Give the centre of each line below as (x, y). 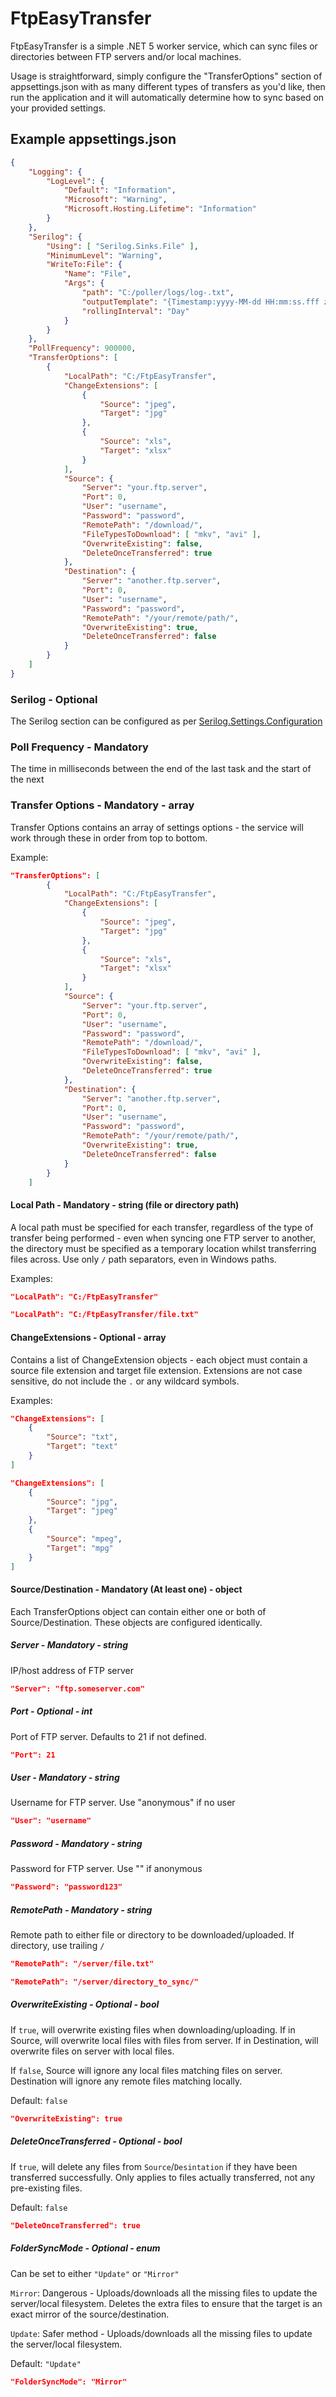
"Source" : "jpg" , (82, 1502)
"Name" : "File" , (97, 274)
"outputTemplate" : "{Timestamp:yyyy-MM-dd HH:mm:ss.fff (200, 302)
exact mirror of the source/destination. (90, 2314)
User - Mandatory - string (65, 1778)
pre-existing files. (46, 2188)
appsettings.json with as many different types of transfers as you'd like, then (168, 86)
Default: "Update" (46, 2363)
